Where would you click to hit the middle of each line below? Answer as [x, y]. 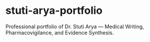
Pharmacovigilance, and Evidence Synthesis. [60, 32]
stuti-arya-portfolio [54, 11]
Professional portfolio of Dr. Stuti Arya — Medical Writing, [75, 26]
